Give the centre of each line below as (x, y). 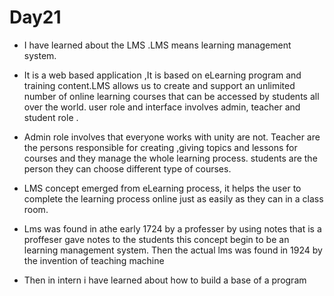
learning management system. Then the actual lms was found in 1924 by (173, 250)
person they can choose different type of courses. (127, 168)
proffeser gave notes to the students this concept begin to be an (156, 239)
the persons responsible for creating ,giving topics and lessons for (160, 147)
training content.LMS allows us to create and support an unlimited (159, 85)
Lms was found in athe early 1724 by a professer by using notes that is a (172, 228)
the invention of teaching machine (94, 260)
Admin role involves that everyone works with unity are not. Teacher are (172, 137)
